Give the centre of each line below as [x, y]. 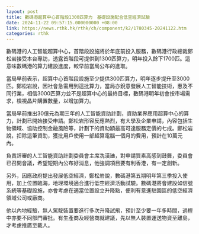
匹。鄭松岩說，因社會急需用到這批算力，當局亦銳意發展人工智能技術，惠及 [97, 86]
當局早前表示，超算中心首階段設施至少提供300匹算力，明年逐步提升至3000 [98, 79]
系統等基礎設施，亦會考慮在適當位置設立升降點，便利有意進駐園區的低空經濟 [99, 191]
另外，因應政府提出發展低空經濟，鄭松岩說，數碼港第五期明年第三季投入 [94, 176]
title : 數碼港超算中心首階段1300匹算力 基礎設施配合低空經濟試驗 [78, 17]
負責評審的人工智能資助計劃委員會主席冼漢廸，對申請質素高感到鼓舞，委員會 [99, 156]
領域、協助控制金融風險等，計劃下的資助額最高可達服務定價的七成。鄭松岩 [102, 129]
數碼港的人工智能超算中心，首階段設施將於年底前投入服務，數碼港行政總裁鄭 [99, 52]
